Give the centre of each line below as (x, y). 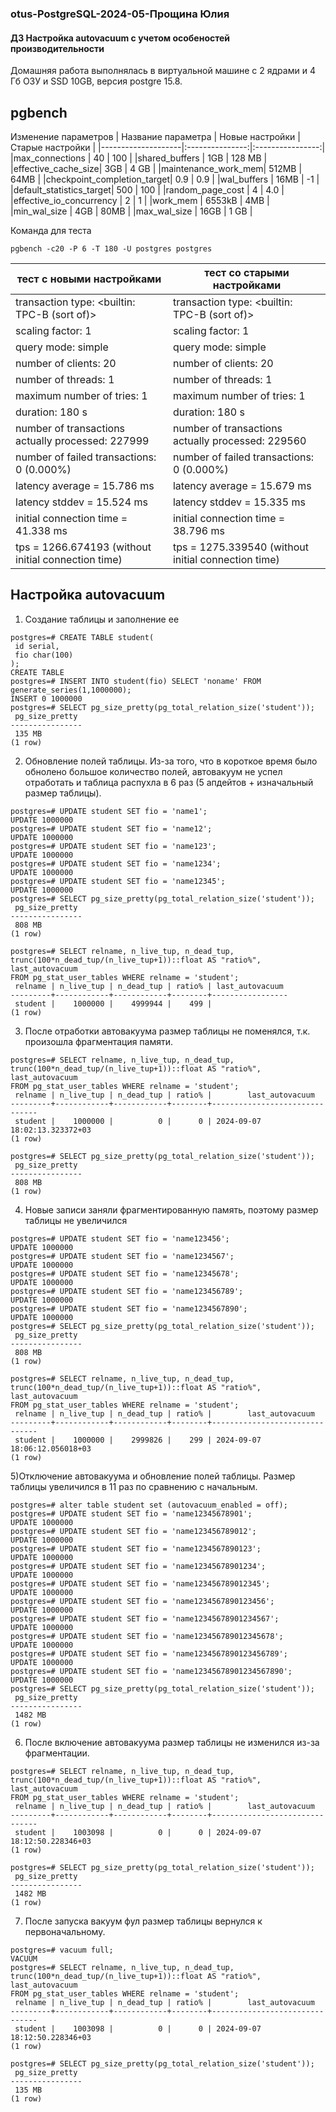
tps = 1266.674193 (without (83, 547)
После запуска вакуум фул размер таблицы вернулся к (143, 1921)
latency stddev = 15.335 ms (239, 502)
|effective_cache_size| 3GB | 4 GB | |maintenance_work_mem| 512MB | (156, 168)
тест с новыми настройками (89, 279)
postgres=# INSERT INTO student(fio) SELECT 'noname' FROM (136, 681)
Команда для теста (51, 230)
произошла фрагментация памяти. (99, 1041)
